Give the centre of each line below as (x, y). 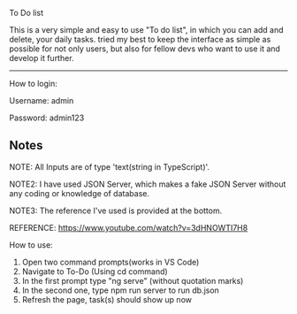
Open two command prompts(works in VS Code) (110, 262)
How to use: (31, 245)
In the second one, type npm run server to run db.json (120, 290)
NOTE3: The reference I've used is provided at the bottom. (116, 211)
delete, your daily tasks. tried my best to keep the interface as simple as (140, 39)
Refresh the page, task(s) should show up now (107, 299)
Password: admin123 (47, 118)
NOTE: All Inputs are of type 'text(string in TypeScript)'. (110, 166)
